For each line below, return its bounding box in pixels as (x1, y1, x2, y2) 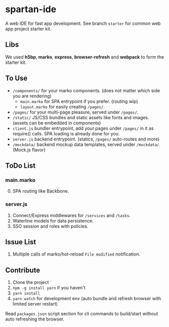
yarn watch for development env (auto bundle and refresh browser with (12, 296, 161, 302)
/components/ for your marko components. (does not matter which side (12, 87, 160, 93)
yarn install (12, 291, 40, 296)
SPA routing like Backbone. (12, 188, 69, 194)
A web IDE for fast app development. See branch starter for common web (5, 20, 161, 26)
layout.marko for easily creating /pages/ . (20, 103, 105, 110)
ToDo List (5, 161, 36, 170)
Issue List (5, 237, 36, 246)
